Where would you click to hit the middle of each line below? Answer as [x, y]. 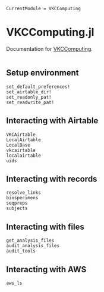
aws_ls [14, 283]
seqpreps [17, 203]
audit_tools [21, 251]
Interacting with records [52, 179]
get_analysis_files [30, 241]
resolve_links [24, 193]
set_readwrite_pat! [30, 102]
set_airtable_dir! [29, 92]
